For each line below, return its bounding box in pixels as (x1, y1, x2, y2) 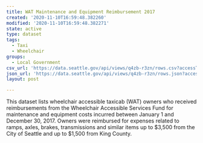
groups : (6, 54, 26, 60)
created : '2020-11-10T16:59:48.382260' (6, 14, 107, 21)
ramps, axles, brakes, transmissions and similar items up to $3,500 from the (6, 124, 195, 131)
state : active (6, 25, 42, 32)
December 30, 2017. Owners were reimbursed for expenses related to (6, 117, 179, 124)
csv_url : (6, 65, 28, 71)
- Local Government (11, 59, 61, 65)
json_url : (6, 71, 31, 77)
